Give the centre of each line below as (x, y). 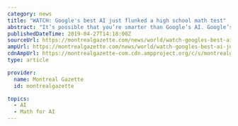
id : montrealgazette (44, 86)
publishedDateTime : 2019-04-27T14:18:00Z (69, 34)
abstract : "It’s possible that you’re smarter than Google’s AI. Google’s (120, 27)
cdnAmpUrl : (23, 54)
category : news (30, 14)
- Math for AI (34, 112)
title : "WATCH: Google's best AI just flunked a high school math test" (117, 21)
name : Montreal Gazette (49, 79)
